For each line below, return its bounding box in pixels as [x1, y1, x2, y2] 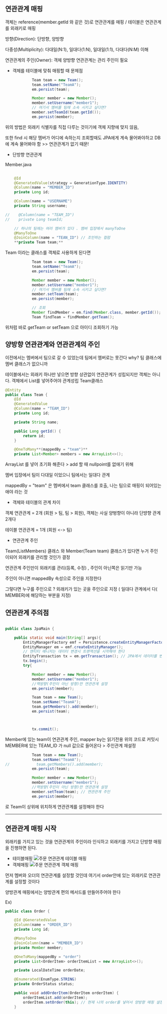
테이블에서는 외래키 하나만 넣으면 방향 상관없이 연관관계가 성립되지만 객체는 [5, 371, 152, 377]
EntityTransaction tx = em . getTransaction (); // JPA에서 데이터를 [23, 654, 158, 659]
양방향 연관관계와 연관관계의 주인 [5, 340, 100, 349]
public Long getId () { [14, 429, 61, 434]
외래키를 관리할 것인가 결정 [18, 554, 71, 560]
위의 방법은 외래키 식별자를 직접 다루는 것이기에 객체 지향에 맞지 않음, [5, 124, 139, 130]
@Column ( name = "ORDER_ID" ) [14, 922, 72, 927]
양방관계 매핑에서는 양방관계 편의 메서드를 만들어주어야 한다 [5, 889, 121, 895]
